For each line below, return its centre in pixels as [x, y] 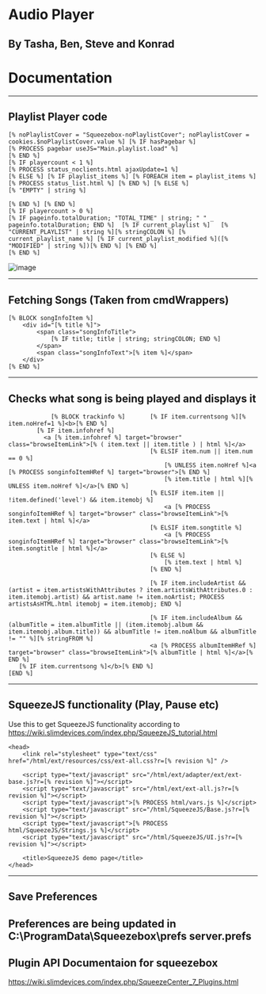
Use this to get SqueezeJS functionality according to [94, 724]
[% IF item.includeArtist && [198, 583]
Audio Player [51, 15]
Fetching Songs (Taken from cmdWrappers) [119, 300]
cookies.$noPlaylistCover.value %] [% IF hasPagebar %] [102, 142]
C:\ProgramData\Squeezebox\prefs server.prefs [130, 936]
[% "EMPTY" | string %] [47, 191]
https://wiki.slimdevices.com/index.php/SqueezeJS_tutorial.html [113, 732]
